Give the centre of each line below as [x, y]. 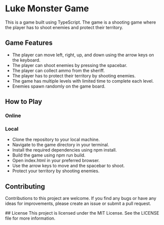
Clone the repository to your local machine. [56, 140]
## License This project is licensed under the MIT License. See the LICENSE [82, 213]
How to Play [24, 102]
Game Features [29, 43]
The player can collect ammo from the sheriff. [58, 70]
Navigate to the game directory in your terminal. [61, 145]
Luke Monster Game [47, 9]
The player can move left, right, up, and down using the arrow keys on [83, 55]
